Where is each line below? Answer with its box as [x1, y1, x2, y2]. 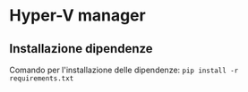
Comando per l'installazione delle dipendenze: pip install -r [9, 64, 239, 75]
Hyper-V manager [9, 5, 146, 26]
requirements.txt [9, 74, 74, 83]
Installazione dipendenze [9, 41, 154, 56]
